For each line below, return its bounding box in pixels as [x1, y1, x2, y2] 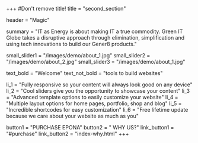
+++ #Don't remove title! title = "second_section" [6, 5, 126, 12]
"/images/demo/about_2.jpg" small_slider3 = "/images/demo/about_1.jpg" [6, 58, 186, 65]
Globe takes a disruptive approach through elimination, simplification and [6, 34, 185, 41]
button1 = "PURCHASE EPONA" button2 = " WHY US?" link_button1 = [6, 124, 174, 131]
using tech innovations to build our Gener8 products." [6, 41, 138, 47]
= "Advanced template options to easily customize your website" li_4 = [6, 94, 179, 100]
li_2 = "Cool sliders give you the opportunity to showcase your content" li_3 [6, 87, 190, 94]
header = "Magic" [6, 17, 50, 23]
